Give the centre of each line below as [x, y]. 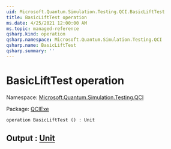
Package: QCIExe [28, 109]
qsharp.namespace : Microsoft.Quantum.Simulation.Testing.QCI [84, 40]
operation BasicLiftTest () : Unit [51, 120]
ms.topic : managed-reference [43, 29]
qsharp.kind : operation [36, 34]
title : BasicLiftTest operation [46, 17]
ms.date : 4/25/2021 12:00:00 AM [46, 23]
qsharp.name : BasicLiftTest [41, 46]
